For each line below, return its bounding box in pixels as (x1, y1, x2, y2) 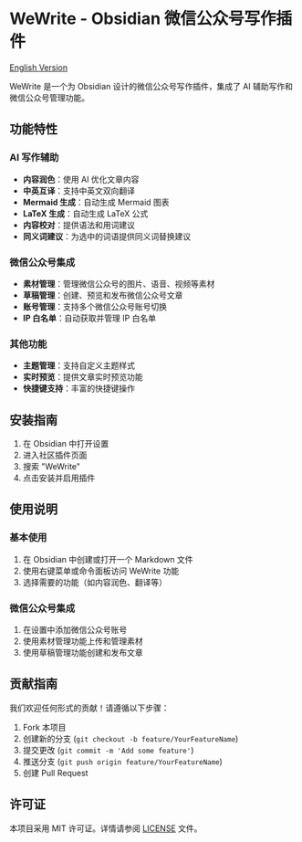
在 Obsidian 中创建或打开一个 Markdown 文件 (22, 553, 193, 564)
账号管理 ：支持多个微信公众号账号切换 (22, 300, 167, 311)
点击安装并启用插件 (22, 472, 96, 484)
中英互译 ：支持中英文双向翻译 (22, 184, 135, 196)
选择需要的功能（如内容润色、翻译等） (22, 576, 167, 587)
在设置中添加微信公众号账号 (22, 625, 128, 636)
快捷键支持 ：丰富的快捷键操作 (22, 383, 135, 394)
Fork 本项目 (22, 721, 67, 732)
